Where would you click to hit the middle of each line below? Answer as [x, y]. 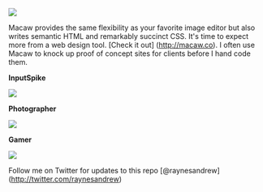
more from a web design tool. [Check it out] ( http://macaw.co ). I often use [132, 45]
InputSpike [27, 78]
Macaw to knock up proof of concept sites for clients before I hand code [130, 53]
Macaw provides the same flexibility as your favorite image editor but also [132, 28]
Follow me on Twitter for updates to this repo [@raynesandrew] [114, 171]
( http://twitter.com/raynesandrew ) [65, 179]
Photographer [32, 109]
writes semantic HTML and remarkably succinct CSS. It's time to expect [129, 36]
